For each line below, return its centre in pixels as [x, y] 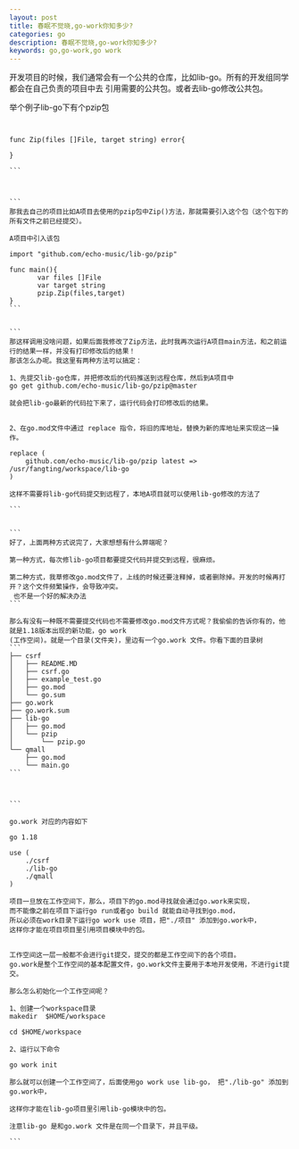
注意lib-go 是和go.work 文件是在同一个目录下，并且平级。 [106, 1127]
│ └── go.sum [37, 695]
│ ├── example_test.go [55, 679]
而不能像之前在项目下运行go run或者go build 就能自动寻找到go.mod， [124, 912]
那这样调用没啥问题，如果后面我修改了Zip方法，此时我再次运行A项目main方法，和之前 [145, 342]
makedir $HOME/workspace [57, 1017]
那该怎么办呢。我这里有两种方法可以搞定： [76, 361]
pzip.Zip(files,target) [81, 294]
